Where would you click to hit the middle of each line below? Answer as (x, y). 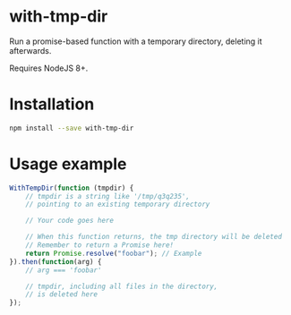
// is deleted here (62, 294)
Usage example (68, 164)
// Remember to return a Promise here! (100, 245)
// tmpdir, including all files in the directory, (122, 286)
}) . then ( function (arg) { (56, 261)
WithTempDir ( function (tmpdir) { (72, 188)
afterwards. (30, 50)
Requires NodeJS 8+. (49, 68)
